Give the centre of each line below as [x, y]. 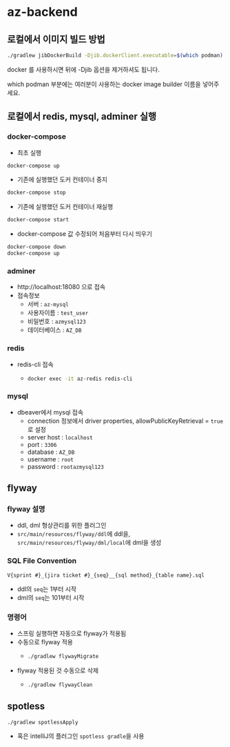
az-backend [42, 12]
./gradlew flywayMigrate [63, 656]
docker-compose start [38, 220]
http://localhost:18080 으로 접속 [61, 287]
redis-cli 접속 [35, 364]
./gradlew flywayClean [60, 685]
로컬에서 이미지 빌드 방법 [56, 39]
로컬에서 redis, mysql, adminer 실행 [82, 117]
